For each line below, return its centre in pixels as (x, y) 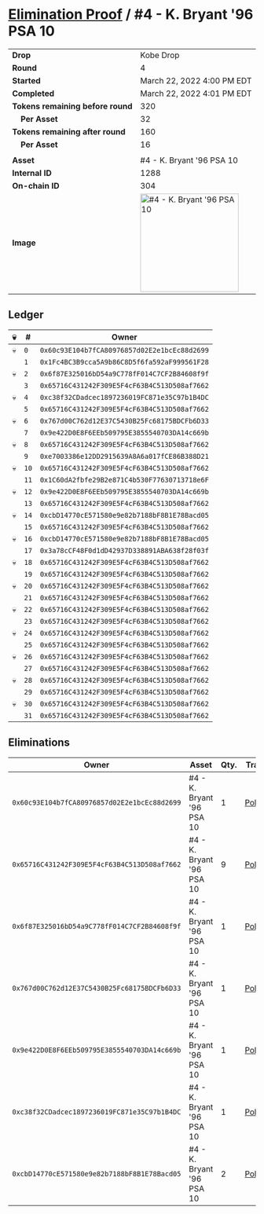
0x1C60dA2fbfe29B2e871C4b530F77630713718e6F (125, 480)
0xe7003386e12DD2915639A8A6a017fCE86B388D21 (125, 456)
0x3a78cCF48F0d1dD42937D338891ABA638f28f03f (125, 550)
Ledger (26, 315)
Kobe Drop (160, 55)
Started (26, 80)
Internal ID (32, 173)
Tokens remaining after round (69, 131)
